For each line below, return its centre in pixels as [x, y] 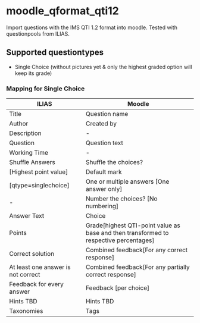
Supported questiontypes [55, 53]
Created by [101, 124]
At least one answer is [40, 267]
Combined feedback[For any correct [137, 250]
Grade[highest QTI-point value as [133, 225]
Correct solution [32, 254]
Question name [107, 114]
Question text [104, 143]
